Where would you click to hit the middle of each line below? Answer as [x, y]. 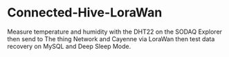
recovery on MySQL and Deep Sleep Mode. [69, 46]
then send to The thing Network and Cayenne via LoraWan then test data [111, 38]
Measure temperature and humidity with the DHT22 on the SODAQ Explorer [115, 32]
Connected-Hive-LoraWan [85, 13]
